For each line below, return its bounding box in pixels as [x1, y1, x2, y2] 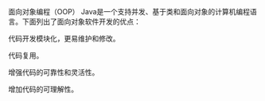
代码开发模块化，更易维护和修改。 [8, 34, 120, 43]
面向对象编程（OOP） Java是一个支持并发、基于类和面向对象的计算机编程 [8, 7, 251, 16]
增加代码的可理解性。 [8, 84, 78, 94]
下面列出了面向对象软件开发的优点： [21, 17, 141, 26]
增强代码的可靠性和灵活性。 [8, 68, 99, 77]
